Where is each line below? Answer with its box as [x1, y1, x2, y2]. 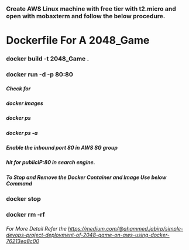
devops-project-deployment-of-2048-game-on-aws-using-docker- [6, 231, 170, 238]
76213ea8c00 [6, 237, 40, 245]
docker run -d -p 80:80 [6, 70, 73, 78]
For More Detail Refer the [6, 225, 67, 232]
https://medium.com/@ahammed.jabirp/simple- [68, 225, 184, 232]
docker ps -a [6, 129, 38, 136]
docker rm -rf [6, 211, 46, 219]
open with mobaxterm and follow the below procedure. [6, 12, 166, 20]
